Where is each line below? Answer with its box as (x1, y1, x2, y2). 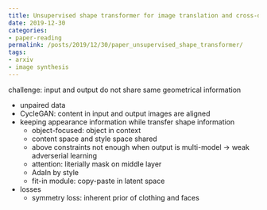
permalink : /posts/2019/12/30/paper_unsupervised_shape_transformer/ (8, 41, 244, 49)
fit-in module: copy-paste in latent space (31, 176, 165, 185)
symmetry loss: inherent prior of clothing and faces (31, 193, 200, 202)
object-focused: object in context (31, 125, 141, 135)
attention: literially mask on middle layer (31, 159, 162, 169)
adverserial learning (31, 151, 98, 160)
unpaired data (19, 100, 66, 109)
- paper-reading (8, 33, 62, 42)
